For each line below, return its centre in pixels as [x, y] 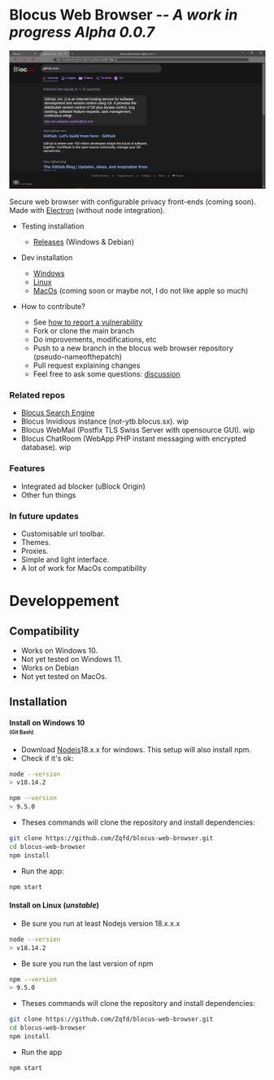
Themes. [36, 542]
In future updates [44, 516]
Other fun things [48, 494]
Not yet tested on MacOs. [64, 676]
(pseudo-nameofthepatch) [78, 357]
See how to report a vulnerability [88, 322]
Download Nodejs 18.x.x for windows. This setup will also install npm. [136, 749]
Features [27, 468]
